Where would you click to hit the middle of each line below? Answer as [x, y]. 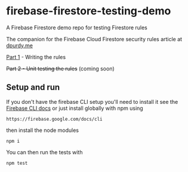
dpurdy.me [19, 45]
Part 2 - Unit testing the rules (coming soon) [60, 68]
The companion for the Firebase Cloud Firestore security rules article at [94, 39]
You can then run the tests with [44, 152]
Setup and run [33, 87]
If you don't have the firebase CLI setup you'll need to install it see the [92, 102]
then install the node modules [43, 130]
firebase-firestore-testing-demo [89, 11]
